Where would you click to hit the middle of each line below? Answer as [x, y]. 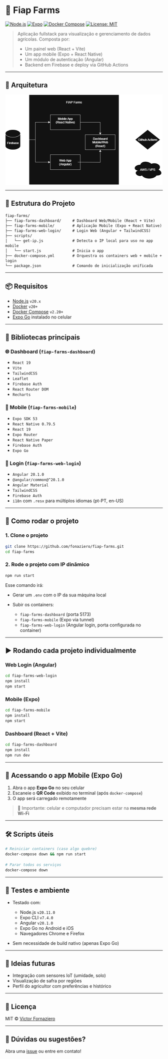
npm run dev [17, 755]
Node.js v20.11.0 [37, 912]
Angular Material [30, 485]
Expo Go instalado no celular [42, 317]
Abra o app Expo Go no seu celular [48, 788]
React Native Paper [33, 440]
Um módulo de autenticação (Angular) [64, 59]
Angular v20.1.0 [36, 923]
